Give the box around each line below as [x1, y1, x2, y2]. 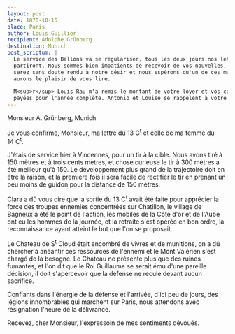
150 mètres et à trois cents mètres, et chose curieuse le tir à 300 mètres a [7, 158, 220, 166]
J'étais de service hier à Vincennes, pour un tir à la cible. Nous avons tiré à [7, 151, 223, 159]
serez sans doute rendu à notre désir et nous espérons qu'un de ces [13, 68, 220, 75]
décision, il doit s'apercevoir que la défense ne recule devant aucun [7, 269, 203, 277]
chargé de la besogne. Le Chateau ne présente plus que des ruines [7, 254, 201, 263]
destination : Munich [7, 43, 68, 50]
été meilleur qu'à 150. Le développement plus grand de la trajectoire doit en [7, 166, 225, 174]
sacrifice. [7, 277, 34, 285]
